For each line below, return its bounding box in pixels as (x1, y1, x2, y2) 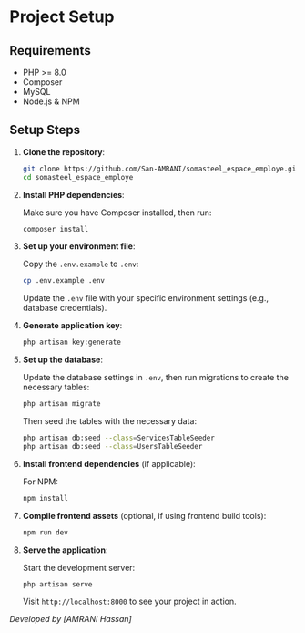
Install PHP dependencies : (22, 189, 125, 200)
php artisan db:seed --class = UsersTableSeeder (22, 441, 203, 451)
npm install (22, 493, 68, 503)
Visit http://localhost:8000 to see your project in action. (22, 596, 237, 607)
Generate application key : (22, 320, 123, 331)
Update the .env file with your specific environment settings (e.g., (22, 293, 269, 304)
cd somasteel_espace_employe (22, 172, 134, 182)
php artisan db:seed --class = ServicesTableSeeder (22, 433, 216, 443)
